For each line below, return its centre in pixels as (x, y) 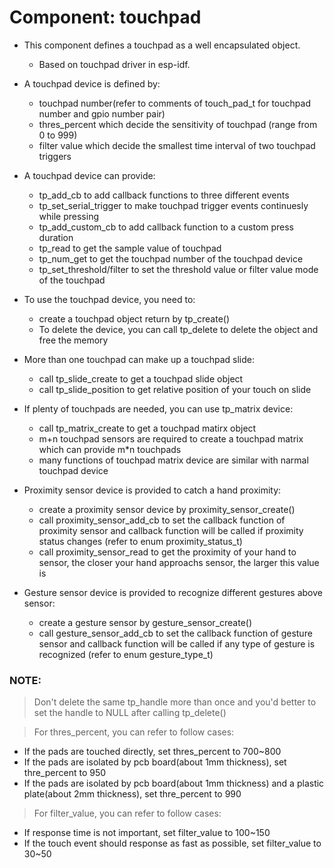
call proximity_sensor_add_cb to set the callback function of (162, 520)
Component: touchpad (105, 17)
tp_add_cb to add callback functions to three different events (164, 195)
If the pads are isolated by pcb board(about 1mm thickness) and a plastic (174, 783)
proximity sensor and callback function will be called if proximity (171, 530)
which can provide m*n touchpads (110, 449)
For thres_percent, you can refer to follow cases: (134, 732)
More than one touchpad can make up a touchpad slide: (139, 359)
